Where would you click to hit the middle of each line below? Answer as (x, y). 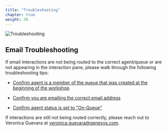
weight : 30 (17, 19)
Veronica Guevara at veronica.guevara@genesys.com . (62, 123)
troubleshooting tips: (27, 73)
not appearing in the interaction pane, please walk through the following (81, 68)
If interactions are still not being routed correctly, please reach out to (77, 118)
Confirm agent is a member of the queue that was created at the (80, 83)
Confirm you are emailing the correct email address (66, 98)
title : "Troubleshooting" (33, 10)
